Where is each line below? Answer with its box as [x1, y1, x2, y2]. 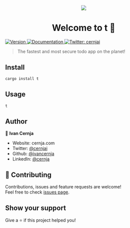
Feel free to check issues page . [5, 189, 70, 195]
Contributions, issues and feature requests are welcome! [5, 184, 122, 190]
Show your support [5, 203, 66, 212]
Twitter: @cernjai [12, 145, 48, 151]
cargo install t [5, 76, 39, 81]
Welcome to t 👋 [52, 22, 116, 33]
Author [5, 117, 27, 125]
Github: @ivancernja [12, 150, 55, 157]
